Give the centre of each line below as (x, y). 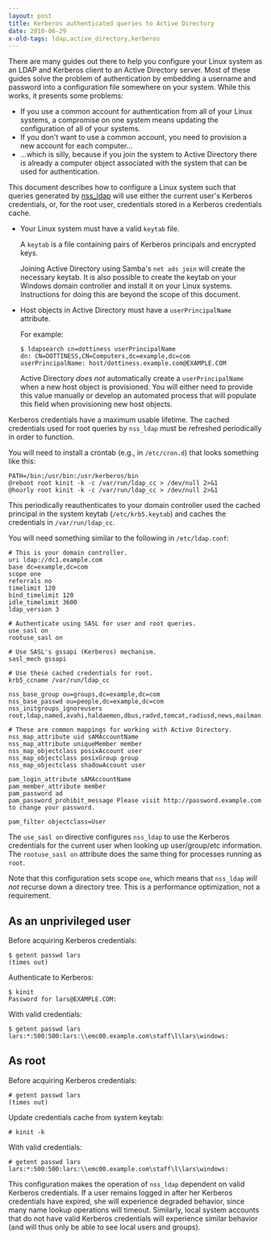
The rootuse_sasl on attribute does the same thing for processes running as (135, 854)
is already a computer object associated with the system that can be (133, 163)
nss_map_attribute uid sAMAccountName (73, 737)
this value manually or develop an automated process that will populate (138, 396)
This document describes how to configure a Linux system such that (122, 188)
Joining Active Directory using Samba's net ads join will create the (133, 269)
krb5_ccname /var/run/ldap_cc (59, 680)
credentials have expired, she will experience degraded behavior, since (127, 1201)
